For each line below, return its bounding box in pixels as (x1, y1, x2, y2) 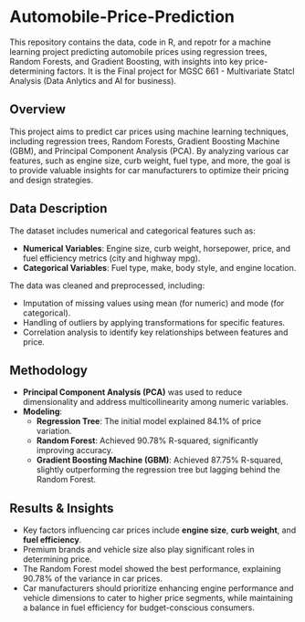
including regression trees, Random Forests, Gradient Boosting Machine (9, 135, 280, 147)
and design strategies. (9, 174, 94, 185)
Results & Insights (9, 500, 114, 516)
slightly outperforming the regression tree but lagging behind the (36, 464, 280, 475)
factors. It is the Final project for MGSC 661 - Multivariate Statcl (56, 66, 295, 77)
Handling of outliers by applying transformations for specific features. (22, 316, 286, 327)
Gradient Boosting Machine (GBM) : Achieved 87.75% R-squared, (36, 454, 283, 466)
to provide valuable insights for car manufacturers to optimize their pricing (9, 164, 289, 175)
